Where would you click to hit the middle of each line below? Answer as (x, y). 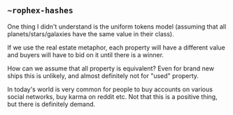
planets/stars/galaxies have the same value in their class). (91, 33)
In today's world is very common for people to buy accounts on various (110, 89)
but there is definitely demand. (51, 104)
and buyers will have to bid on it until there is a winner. (86, 54)
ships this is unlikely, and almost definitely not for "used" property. (103, 75)
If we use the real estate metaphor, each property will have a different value (116, 47)
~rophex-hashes (40, 11)
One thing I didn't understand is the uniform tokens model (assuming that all (117, 26)
